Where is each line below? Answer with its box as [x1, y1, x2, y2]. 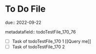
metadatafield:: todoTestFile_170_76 [5, 29, 76, 35]
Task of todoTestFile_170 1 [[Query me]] [12, 38, 91, 44]
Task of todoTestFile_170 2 [12, 44, 65, 50]
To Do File [5, 3, 46, 15]
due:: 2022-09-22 [5, 19, 41, 25]
